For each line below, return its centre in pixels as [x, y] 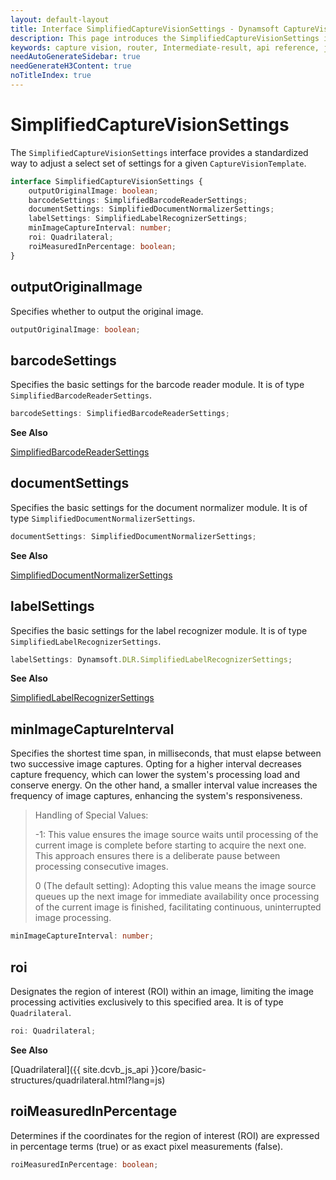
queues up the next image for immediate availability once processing [177, 897]
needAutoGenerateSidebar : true [75, 57]
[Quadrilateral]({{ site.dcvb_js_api [79, 1069]
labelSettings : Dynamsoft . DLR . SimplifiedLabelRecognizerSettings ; [151, 659]
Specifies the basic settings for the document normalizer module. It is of [159, 507]
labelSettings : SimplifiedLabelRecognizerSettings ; [138, 219]
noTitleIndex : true [51, 76]
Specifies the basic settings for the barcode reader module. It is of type [157, 385]
